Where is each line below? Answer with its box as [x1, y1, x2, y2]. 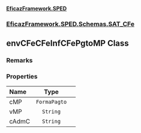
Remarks [6, 56, 33, 64]
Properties [6, 72, 38, 80]
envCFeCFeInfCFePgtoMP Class [6, 38, 129, 48]
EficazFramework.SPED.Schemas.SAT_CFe [6, 20, 135, 28]
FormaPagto [35, 99, 67, 105]
